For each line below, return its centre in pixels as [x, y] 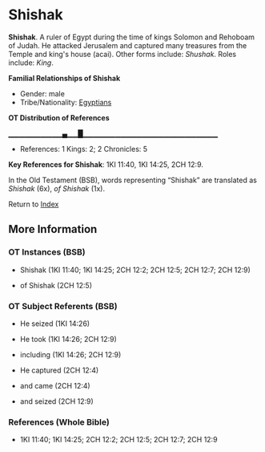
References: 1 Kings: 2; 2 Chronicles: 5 [84, 149]
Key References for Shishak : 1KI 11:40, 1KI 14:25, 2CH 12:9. [106, 164]
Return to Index [34, 204]
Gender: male [42, 93]
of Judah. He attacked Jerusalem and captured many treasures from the [128, 45]
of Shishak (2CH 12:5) [56, 285]
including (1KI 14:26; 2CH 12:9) [70, 354]
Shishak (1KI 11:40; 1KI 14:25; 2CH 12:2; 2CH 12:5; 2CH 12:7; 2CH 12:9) [135, 270]
